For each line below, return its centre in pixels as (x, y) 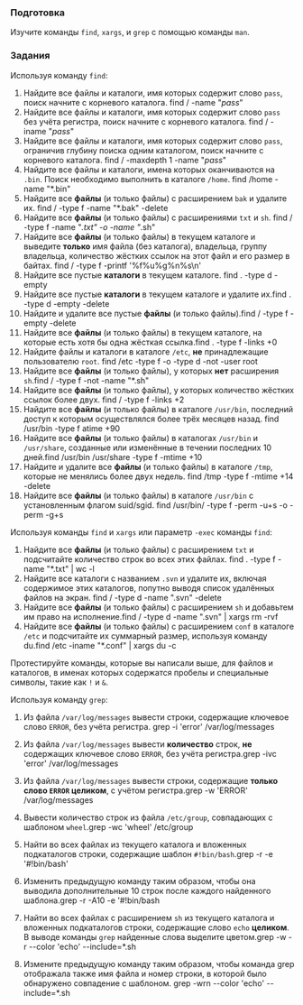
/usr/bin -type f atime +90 (72, 428)
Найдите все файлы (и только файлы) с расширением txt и (139, 549)
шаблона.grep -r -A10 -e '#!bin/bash (92, 900)
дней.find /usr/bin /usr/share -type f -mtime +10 (113, 456)
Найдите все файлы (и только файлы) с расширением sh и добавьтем (158, 607)
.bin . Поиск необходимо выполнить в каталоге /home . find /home (148, 179)
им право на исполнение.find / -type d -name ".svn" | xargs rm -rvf (151, 616)
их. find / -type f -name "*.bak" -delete (96, 207)
